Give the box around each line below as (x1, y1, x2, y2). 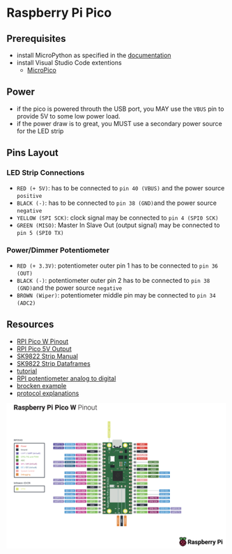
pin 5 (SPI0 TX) (16, 229, 64, 236)
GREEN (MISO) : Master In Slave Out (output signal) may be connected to (16, 221, 220, 229)
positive (16, 192, 42, 199)
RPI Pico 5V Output (16, 344, 72, 353)
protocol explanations (16, 389, 79, 397)
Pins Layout (6, 147, 59, 159)
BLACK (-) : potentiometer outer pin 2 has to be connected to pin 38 (16, 276, 210, 284)
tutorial (16, 367, 38, 375)
